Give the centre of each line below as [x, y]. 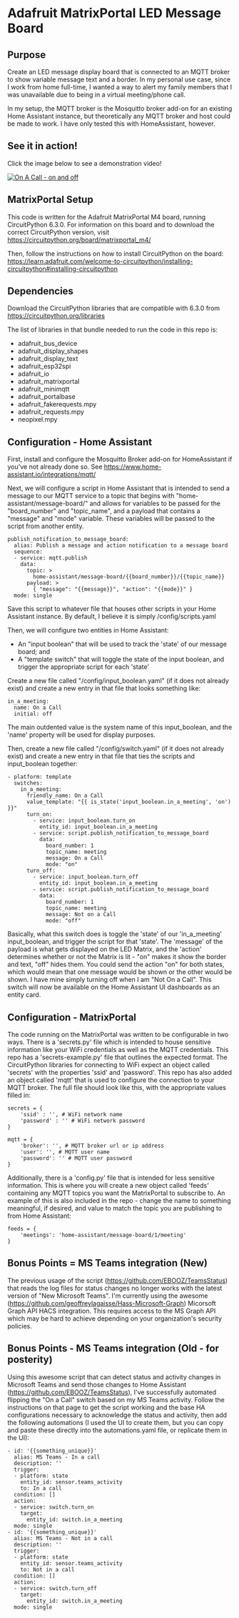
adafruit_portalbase [47, 397]
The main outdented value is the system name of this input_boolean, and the [120, 728]
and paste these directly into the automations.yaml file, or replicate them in [117, 1430]
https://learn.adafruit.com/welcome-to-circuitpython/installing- [100, 261]
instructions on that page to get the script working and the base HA [106, 1407]
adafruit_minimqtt [44, 389]
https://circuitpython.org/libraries [56, 316]
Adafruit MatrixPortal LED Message [114, 13]
